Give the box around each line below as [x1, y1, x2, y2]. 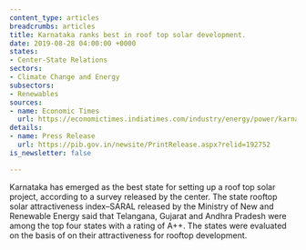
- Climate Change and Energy [9, 73, 120, 82]
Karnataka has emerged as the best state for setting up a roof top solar [9, 181, 276, 192]
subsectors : [9, 81, 55, 90]
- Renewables [9, 89, 59, 98]
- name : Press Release [9, 132, 96, 141]
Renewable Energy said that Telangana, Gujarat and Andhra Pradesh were [9, 210, 287, 221]
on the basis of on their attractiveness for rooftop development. [9, 229, 248, 241]
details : [9, 124, 43, 133]
